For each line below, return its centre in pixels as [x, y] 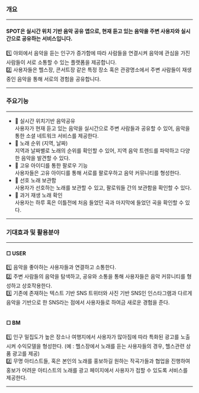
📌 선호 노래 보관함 [35, 180]
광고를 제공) [26, 353]
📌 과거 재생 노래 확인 [38, 195]
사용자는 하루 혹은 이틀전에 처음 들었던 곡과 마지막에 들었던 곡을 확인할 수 [99, 202]
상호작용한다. [37, 286]
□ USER [16, 253]
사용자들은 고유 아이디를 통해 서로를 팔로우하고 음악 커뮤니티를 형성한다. [98, 173]
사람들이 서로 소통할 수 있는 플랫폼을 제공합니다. [62, 62]
